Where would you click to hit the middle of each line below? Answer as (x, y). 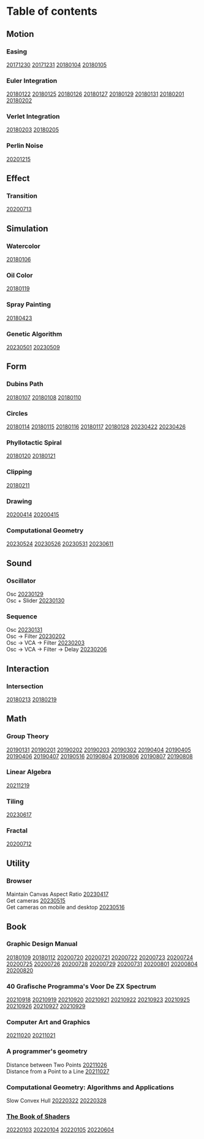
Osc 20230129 (25, 594)
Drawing (19, 501)
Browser (19, 880)
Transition (22, 196)
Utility (18, 863)
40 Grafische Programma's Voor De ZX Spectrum (81, 986)
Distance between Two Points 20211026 (57, 1065)
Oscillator (21, 580)
